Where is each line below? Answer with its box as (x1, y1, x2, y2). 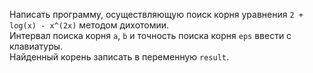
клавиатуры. (9, 40, 64, 52)
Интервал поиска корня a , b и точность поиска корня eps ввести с (9, 30, 292, 41)
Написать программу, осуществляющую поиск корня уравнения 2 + (9, 9, 304, 20)
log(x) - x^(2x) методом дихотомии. (9, 19, 170, 31)
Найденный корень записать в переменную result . (9, 51, 230, 63)
